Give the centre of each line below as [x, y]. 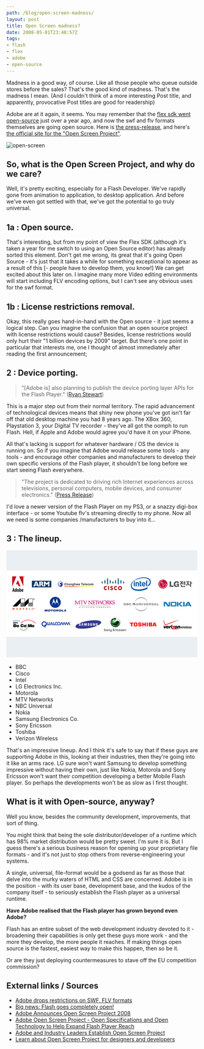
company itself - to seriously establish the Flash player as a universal [93, 892]
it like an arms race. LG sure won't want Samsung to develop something [97, 763]
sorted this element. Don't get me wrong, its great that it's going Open [94, 255]
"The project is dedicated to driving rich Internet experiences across [107, 481]
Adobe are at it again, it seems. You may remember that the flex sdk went [99, 114]
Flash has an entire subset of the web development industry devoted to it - [100, 929]
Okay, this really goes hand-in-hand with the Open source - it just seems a [100, 321]
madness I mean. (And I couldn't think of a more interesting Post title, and [99, 95]
